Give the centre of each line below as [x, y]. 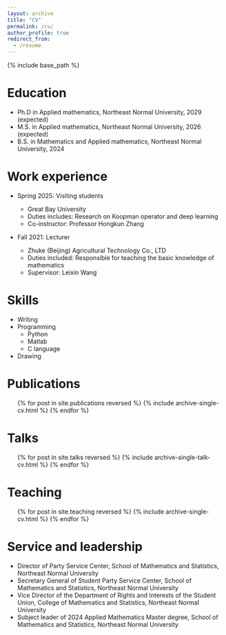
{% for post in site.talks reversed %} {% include [85, 457]
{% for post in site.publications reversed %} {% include [95, 403]
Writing [27, 319]
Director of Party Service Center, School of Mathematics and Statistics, [118, 565]
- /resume [27, 46]
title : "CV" [24, 20]
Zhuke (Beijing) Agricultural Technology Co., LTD [97, 250]
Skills [23, 300]
